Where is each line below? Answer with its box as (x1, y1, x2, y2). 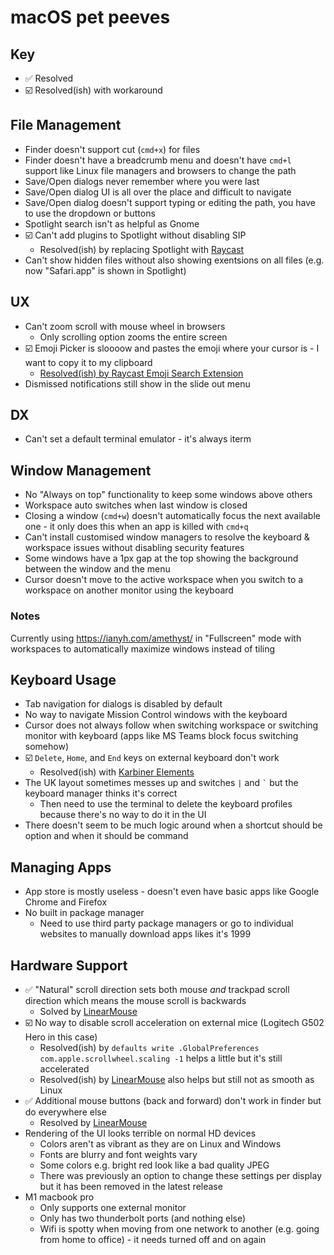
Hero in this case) (24, 1031, 98, 1043)
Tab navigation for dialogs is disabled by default (24, 698, 223, 710)
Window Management (10, 462, 152, 479)
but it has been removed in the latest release (39, 1180, 223, 1192)
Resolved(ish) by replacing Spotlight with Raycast (39, 243, 245, 255)
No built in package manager (24, 907, 145, 919)
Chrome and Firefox (24, 896, 108, 908)
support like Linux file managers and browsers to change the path (24, 164, 297, 176)
